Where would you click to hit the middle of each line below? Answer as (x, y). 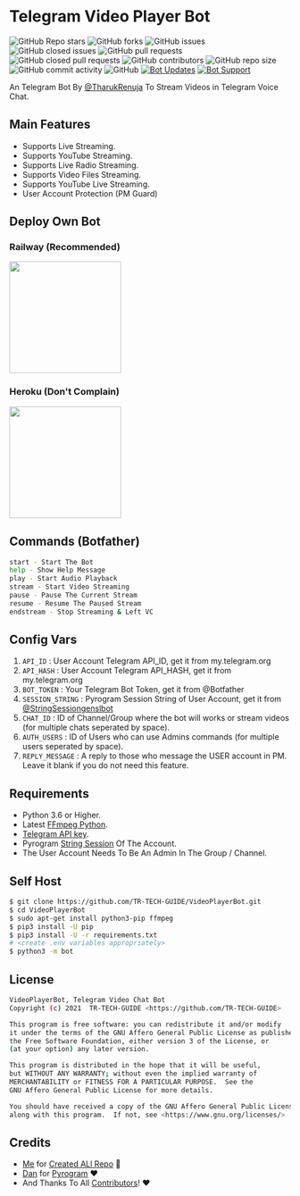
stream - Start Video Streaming (69, 587)
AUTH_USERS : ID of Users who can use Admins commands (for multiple (150, 737)
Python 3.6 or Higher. (61, 815)
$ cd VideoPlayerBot (48, 910)
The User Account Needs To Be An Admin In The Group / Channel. (145, 853)
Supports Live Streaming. (69, 146)
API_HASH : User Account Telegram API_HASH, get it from (127, 671)
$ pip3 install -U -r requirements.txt (83, 935)
